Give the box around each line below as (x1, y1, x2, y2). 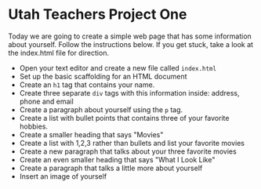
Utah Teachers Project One (8, 5, 187, 24)
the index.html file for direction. (8, 48, 110, 57)
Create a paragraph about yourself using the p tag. (19, 104, 183, 114)
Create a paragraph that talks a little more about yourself (19, 163, 203, 173)
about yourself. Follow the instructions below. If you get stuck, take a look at (8, 39, 253, 49)
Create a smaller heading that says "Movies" (19, 129, 164, 139)
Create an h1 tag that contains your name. (19, 80, 155, 89)
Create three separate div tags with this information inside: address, (19, 88, 240, 97)
